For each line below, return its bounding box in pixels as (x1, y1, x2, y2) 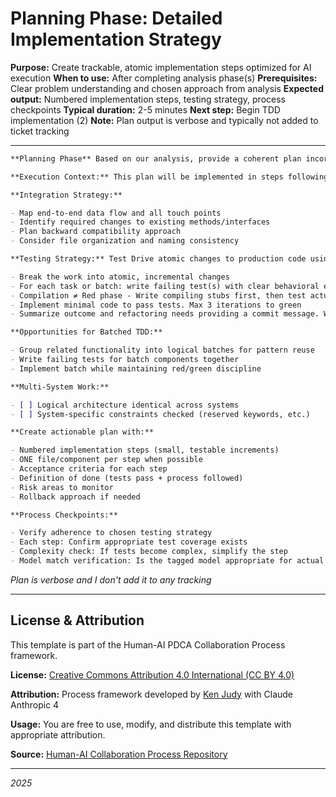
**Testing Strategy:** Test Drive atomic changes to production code (10, 254, 307, 264)
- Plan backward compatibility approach (10, 227, 182, 237)
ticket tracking (10, 125, 70, 137)
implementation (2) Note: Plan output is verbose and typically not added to (10, 114, 319, 126)
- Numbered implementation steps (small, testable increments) (10, 445, 280, 456)
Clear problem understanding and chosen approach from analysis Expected (10, 82, 324, 94)
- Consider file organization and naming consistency (10, 236, 240, 246)
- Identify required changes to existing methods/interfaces (10, 217, 271, 227)
